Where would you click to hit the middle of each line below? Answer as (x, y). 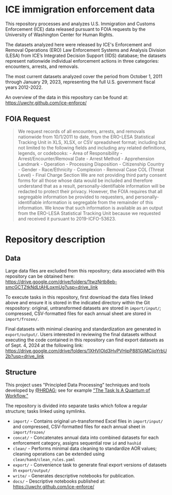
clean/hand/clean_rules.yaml (44, 460)
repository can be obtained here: (40, 276)
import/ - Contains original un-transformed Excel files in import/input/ (88, 421)
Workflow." (17, 396)
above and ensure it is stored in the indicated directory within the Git (78, 302)
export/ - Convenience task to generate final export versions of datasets (90, 465)
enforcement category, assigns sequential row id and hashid (77, 443)
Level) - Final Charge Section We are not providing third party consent (92, 175)
